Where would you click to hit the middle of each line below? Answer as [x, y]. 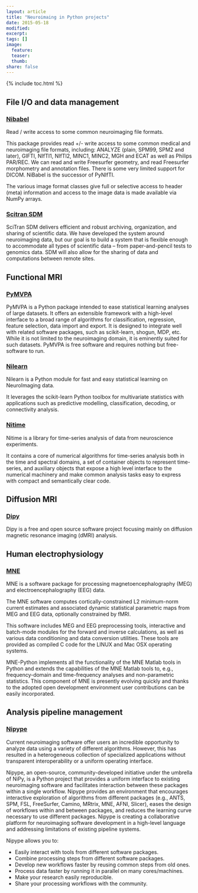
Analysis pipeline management [64, 712]
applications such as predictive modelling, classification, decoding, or [91, 403]
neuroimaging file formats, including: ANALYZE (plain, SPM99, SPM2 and [95, 150]
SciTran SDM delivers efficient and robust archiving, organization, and [92, 227]
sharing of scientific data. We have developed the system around [85, 233]
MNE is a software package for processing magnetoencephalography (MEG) [99, 584]
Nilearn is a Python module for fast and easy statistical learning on [87, 379]
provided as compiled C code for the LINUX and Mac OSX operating [89, 645]
